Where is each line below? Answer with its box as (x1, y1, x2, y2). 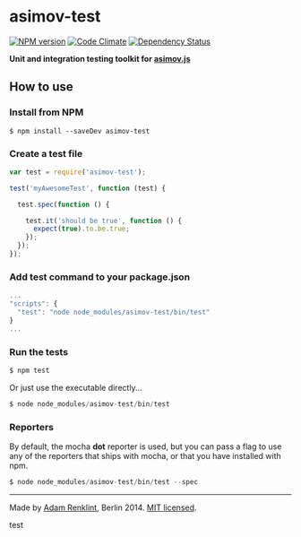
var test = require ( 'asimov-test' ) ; (9, 168, 146, 177)
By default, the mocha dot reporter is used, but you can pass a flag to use (9, 441, 282, 452)
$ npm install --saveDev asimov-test (9, 126, 150, 135)
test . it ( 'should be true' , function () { (25, 216, 182, 225)
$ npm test (9, 366, 50, 375)
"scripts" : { (9, 299, 58, 308)
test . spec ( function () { (17, 200, 110, 209)
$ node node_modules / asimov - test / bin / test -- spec (9, 477, 199, 486)
